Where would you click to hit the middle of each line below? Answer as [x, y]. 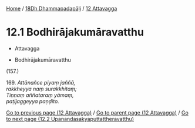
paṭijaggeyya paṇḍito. [33, 101]
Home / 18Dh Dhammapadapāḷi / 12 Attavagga [62, 9]
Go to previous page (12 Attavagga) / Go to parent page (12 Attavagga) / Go [97, 112]
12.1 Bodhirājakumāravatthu [75, 32]
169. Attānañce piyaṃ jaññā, [41, 82]
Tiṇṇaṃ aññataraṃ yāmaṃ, [40, 95]
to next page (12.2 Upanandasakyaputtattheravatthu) [70, 119]
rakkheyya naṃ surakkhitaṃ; [42, 89]
